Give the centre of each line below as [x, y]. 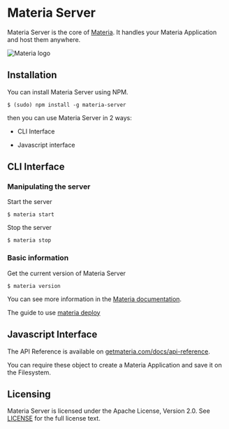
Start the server [30, 202]
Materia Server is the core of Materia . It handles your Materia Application [112, 32]
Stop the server [30, 228]
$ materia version [34, 286]
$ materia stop [29, 240]
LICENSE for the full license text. [54, 419]
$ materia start [31, 214]
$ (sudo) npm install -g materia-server [67, 105]
